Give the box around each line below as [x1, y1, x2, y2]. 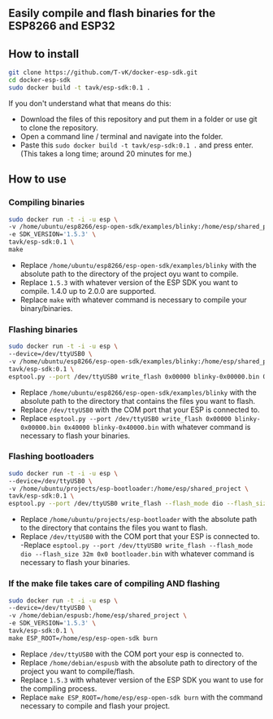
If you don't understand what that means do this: [8, 98, 172, 108]
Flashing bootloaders [8, 451, 95, 463]
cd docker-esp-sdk [8, 77, 71, 85]
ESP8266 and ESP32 [8, 20, 115, 33]
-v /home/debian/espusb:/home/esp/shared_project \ [8, 612, 187, 620]
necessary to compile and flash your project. [19, 700, 171, 711]
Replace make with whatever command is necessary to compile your [19, 295, 248, 305]
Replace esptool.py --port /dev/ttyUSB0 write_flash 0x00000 [19, 413, 232, 423]
